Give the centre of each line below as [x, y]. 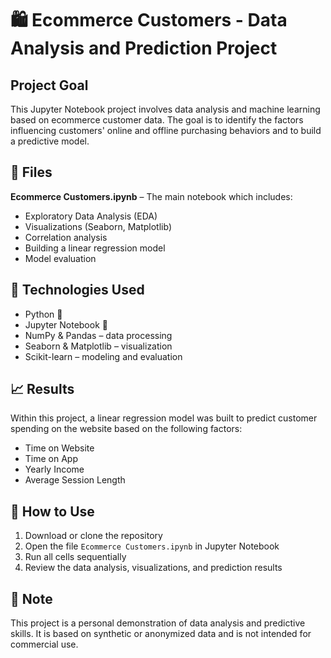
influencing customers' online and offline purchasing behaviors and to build [166, 130]
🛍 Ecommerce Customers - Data [149, 20]
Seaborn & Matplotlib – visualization [98, 346]
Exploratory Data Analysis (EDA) [91, 216]
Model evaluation [60, 258]
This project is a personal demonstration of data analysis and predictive [158, 623]
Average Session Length [75, 480]
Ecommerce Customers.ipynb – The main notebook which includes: [151, 196]
